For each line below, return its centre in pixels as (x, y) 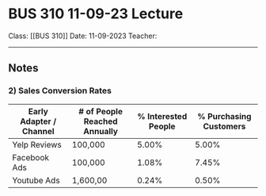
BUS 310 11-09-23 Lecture (96, 14)
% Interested (162, 116)
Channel (38, 131)
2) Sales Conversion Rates (60, 90)
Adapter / (38, 121)
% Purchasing (224, 116)
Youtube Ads (36, 180)
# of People (101, 111)
